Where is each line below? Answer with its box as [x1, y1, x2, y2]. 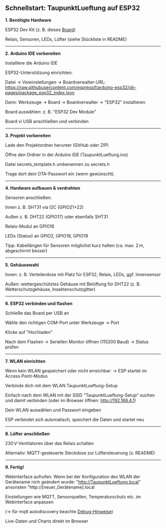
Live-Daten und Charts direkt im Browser [5, 518, 88, 524]
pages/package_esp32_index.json [5, 89, 75, 95]
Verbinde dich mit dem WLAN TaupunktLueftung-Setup [5, 382, 118, 388]
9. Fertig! [5, 464, 24, 470]
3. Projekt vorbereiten [5, 132, 51, 138]
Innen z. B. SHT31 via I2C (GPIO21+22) [5, 204, 84, 210]
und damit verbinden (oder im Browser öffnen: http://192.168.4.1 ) [5, 397, 136, 403]
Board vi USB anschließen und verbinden [5, 118, 89, 124]
